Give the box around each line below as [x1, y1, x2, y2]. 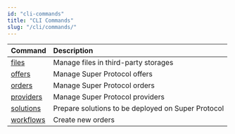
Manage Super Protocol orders [53, 80, 155, 90]
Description [53, 46, 94, 56]
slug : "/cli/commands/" [7, 23, 77, 30]
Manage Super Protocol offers [53, 69, 153, 79]
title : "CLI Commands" [7, 17, 74, 24]
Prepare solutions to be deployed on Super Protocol [53, 104, 224, 114]
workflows [11, 115, 46, 125]
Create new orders [53, 115, 115, 125]
